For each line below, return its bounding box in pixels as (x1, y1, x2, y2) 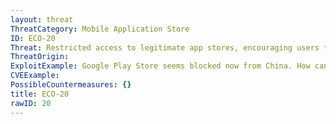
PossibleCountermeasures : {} (10, 80, 132, 90)
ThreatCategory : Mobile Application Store (10, 24, 190, 34)
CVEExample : (10, 71, 60, 81)
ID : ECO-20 (10, 33, 56, 43)
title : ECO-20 (10, 89, 70, 99)
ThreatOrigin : (10, 52, 70, 62)
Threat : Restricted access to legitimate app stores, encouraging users (10, 42, 320, 53)
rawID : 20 (10, 98, 52, 108)
